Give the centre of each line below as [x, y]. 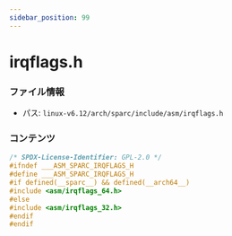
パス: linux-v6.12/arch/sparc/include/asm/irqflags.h [123, 113]
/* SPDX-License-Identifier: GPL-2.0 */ [86, 158]
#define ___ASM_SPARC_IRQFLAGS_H [72, 175]
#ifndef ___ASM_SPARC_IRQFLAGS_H [72, 166]
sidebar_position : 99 [50, 17]
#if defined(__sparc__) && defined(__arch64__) [100, 183]
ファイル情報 [37, 92]
